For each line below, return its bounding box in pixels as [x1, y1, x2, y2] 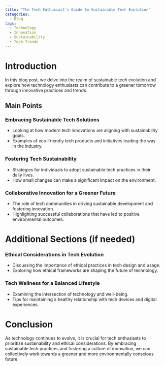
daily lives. [12, 172, 34, 178]
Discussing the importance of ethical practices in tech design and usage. [12, 262, 161, 268]
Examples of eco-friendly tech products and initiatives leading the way [12, 138, 156, 144]
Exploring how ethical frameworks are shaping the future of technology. [12, 267, 159, 273]
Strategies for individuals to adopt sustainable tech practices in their [12, 166, 151, 172]
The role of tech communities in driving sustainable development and [12, 200, 153, 206]
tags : [5, 21, 16, 26]
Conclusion [5, 319, 53, 330]
